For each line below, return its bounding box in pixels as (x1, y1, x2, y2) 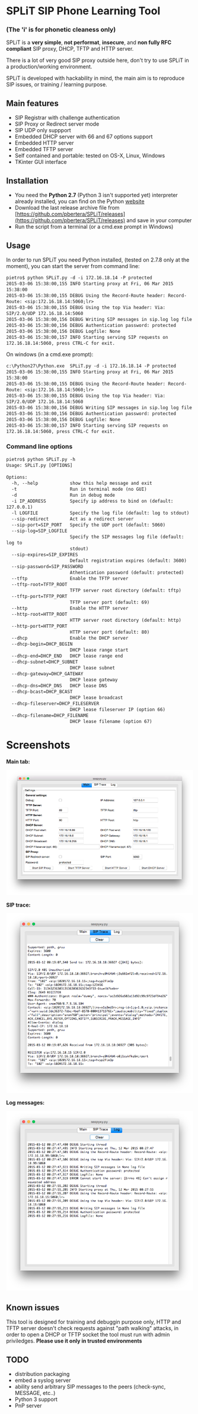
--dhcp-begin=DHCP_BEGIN (11, 641, 73, 647)
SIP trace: (6, 901, 31, 909)
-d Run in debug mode (11, 493, 116, 499)
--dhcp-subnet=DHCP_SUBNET (11, 659, 78, 665)
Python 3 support (14, 1396, 58, 1403)
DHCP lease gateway (69, 677, 118, 683)
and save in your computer (126, 217, 192, 224)
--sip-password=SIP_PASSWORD (11, 564, 84, 570)
